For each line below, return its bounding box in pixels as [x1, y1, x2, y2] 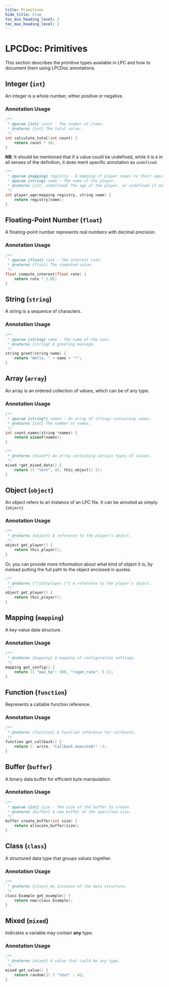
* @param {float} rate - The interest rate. [7, 257, 102, 263]
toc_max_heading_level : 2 [5, 21, 59, 27]
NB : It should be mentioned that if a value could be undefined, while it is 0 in [5, 154, 163, 160]
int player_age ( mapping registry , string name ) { [5, 192, 112, 198]
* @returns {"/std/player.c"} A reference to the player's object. [7, 581, 152, 586]
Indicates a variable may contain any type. [5, 930, 94, 936]
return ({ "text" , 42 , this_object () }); [14, 467, 102, 473]
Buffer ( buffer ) [5, 763, 52, 771]
